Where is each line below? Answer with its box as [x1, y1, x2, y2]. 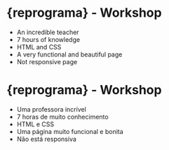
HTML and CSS [16, 43, 62, 51]
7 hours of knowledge [16, 35, 81, 43]
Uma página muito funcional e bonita [16, 127, 123, 135]
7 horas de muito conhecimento [16, 112, 109, 121]
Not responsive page [16, 57, 78, 66]
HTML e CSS [16, 120, 55, 128]
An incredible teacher [16, 28, 79, 36]
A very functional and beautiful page [16, 50, 123, 59]
